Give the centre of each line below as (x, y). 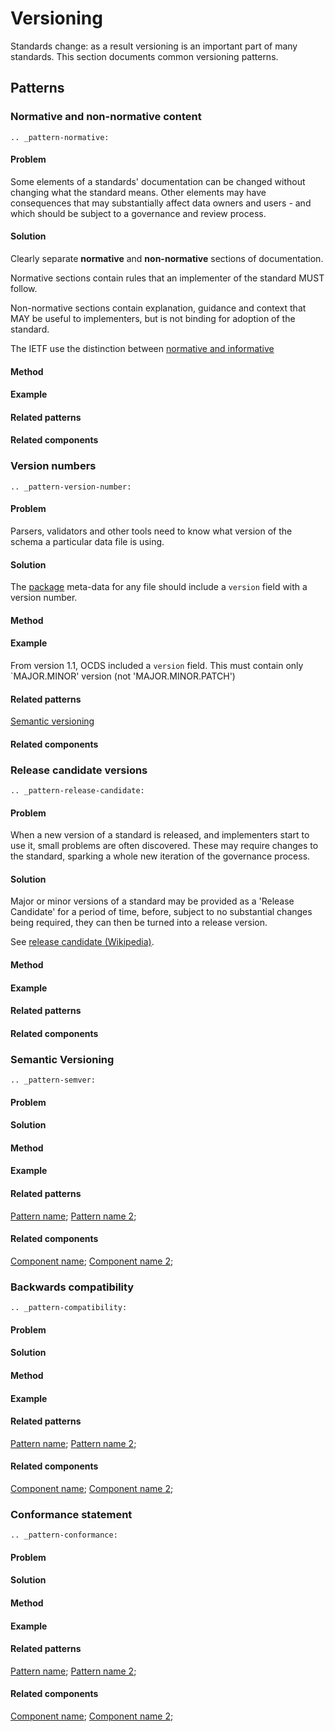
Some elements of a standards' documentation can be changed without (158, 181)
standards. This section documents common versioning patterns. (144, 56)
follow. (24, 289)
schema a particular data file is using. (87, 541)
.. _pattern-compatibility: (69, 1308)
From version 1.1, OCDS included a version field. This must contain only (157, 665)
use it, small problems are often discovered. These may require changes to (164, 846)
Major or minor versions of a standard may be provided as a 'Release (152, 901)
